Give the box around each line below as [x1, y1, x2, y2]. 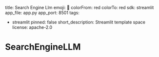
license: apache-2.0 [12, 24, 53, 30]
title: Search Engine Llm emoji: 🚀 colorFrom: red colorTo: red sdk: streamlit [5, 5, 154, 10]
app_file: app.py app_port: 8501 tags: [5, 10, 79, 16]
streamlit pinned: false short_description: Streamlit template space [12, 19, 145, 25]
